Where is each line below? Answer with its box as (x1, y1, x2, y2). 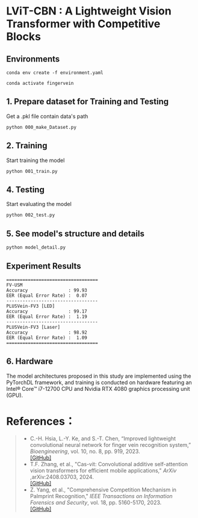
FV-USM (6, 282, 23, 289)
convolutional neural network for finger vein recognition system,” (29, 441, 191, 448)
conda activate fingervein (6, 80, 74, 86)
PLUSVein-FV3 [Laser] (6, 324, 61, 331)
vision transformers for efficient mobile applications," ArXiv (29, 467, 177, 474)
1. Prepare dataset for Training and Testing (6, 96, 169, 107)
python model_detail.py (6, 245, 66, 251)
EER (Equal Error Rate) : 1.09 (6, 335, 87, 341)
